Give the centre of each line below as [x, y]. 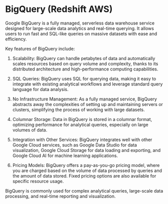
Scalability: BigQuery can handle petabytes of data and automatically [84, 58]
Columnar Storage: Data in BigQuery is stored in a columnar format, [82, 119]
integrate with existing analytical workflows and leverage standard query [88, 84]
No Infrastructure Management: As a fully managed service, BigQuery [85, 99]
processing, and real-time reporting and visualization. [61, 196]
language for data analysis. [40, 89]
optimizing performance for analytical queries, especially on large [80, 124]
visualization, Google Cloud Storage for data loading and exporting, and [87, 150]
